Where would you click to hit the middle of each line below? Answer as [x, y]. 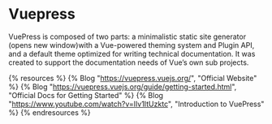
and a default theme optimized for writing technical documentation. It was [132, 53]
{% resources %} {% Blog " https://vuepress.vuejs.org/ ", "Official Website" [133, 78]
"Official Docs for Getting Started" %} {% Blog [86, 95]
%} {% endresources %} [50, 112]
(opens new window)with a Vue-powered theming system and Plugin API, [132, 45]
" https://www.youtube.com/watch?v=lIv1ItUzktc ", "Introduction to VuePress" [136, 104]
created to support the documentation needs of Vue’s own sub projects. [129, 62]
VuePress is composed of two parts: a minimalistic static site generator [127, 36]
